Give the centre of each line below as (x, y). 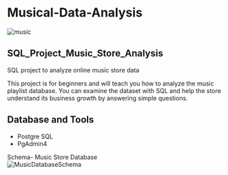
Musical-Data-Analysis (75, 13)
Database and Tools (51, 120)
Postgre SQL (35, 136)
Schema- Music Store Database (52, 157)
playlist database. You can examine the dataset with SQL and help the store (114, 90)
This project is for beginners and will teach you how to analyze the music (111, 83)
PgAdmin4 (32, 143)
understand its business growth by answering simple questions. (97, 98)
